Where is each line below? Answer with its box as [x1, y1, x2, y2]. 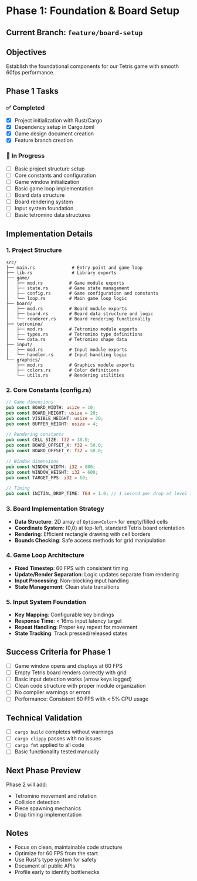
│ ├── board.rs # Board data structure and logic [6, 310, 154, 317]
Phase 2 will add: [6, 781, 47, 788]
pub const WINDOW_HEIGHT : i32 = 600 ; [6, 469, 98, 475]
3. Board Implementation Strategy [6, 505, 104, 513]
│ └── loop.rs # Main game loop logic [6, 295, 127, 301]
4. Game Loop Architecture [6, 551, 85, 559]
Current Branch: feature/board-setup [6, 28, 143, 37]
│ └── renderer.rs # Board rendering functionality [6, 316, 151, 322]
